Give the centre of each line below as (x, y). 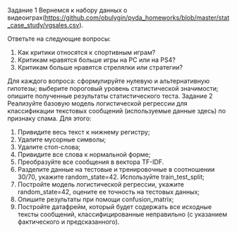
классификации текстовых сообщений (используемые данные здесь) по (117, 111)
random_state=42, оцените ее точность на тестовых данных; (108, 192)
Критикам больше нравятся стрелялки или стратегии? (100, 67)
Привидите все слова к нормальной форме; (84, 155)
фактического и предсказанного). (68, 222)
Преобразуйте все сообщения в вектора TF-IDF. (91, 162)
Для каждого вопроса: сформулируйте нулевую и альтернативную (109, 81)
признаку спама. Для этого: (49, 118)
